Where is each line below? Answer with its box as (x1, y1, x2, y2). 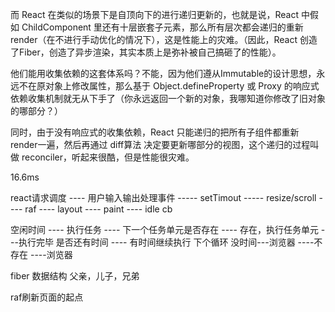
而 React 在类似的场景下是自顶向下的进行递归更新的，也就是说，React (10, 9, 299, 20)
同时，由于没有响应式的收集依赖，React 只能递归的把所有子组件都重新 (10, 126, 300, 138)
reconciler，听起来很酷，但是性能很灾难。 (21, 151, 195, 163)
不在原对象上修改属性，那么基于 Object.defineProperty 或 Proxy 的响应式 (18, 80, 320, 92)
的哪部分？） (10, 105, 63, 117)
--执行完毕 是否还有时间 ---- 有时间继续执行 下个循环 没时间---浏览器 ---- (10, 236, 315, 248)
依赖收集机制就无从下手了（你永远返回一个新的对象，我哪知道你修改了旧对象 (10, 93, 326, 104)
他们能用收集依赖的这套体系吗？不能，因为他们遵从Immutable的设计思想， (10, 68, 317, 79)
